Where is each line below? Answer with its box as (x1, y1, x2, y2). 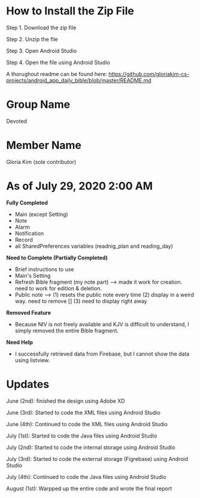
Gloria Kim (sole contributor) (6, 158, 77, 165)
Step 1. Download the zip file (6, 24, 77, 31)
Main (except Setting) (14, 211, 68, 218)
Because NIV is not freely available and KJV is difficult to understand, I (14, 320, 190, 327)
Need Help (6, 338, 33, 345)
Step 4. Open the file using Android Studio (6, 59, 111, 66)
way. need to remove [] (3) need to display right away (14, 297, 147, 305)
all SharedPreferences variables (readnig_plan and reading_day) (14, 242, 174, 250)
